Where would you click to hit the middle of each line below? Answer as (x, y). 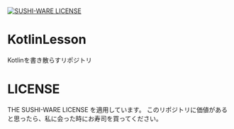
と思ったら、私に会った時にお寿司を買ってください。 (85, 118)
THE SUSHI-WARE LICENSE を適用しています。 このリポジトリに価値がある (118, 109)
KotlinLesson (47, 40)
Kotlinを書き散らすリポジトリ (50, 60)
